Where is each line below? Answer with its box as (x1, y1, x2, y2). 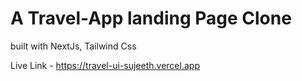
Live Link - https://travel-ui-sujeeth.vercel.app (10, 59, 200, 71)
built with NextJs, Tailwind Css (10, 40, 137, 52)
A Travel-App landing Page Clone (10, 7, 292, 30)
